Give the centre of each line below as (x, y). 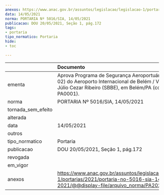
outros (15, 133)
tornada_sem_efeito (30, 109)
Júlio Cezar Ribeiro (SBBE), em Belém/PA (104, 87)
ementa (16, 85)
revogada (18, 157)
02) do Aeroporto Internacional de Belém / (106, 81)
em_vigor (18, 165)
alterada (17, 117)
